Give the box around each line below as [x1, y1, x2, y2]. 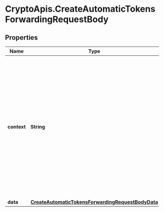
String [30, 123, 45, 130]
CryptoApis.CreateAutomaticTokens [5, 3, 156, 15]
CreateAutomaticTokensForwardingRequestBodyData [30, 199, 158, 205]
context [7, 123, 26, 130]
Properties [5, 33, 38, 42]
